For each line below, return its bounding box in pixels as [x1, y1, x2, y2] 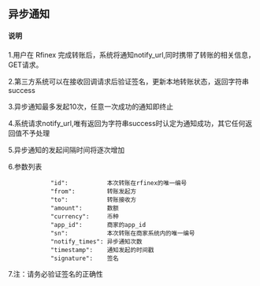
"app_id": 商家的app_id [50, 221, 147, 228]
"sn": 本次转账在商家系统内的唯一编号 [50, 229, 195, 237]
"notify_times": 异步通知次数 [50, 237, 143, 246]
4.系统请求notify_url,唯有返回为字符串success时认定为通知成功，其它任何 [8, 118, 246, 128]
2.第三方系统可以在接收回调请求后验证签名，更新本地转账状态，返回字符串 [8, 76, 250, 86]
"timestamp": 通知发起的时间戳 [50, 246, 154, 254]
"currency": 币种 [50, 212, 120, 221]
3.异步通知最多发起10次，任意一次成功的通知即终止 [8, 102, 173, 111]
